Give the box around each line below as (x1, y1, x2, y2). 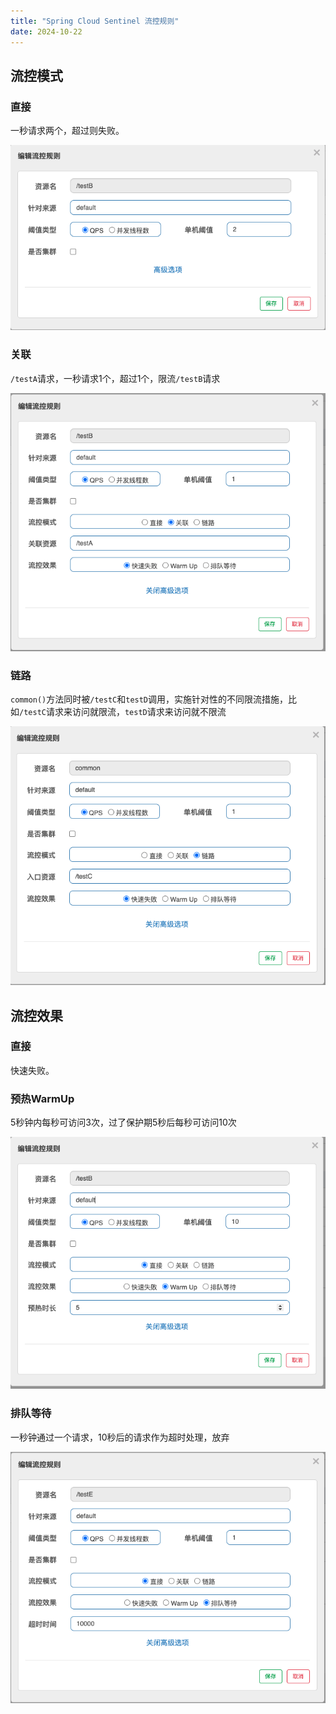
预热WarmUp (10, 1091, 75, 1105)
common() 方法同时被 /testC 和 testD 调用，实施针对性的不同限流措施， (10, 693, 289, 705)
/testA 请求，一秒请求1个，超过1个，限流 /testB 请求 (10, 372, 221, 384)
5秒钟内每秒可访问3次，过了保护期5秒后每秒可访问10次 (10, 1116, 237, 1129)
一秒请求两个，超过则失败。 (10, 125, 125, 137)
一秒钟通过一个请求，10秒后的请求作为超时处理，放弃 (10, 1431, 230, 1443)
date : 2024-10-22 (10, 26, 83, 37)
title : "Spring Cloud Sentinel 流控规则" (10, 16, 180, 26)
